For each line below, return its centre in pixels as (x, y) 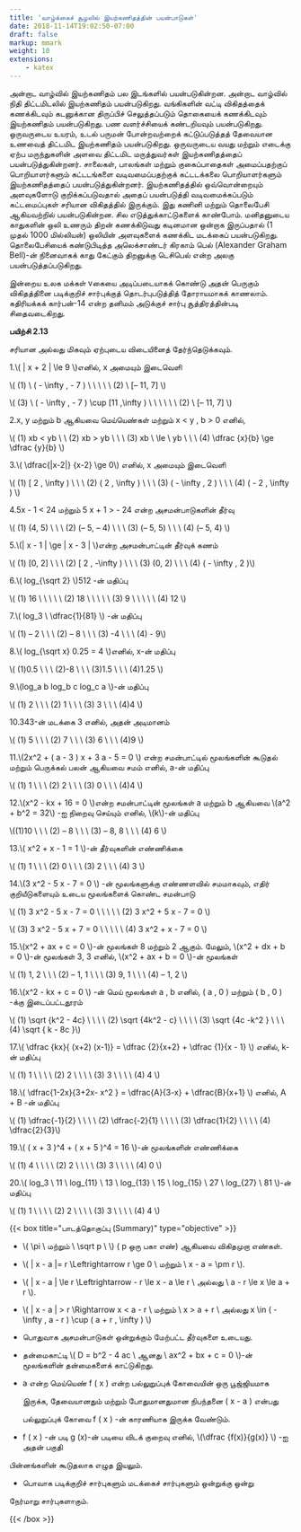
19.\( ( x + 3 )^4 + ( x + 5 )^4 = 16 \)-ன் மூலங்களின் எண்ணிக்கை (124, 1147)
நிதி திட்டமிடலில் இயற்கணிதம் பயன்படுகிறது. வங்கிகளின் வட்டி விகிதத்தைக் (137, 103)
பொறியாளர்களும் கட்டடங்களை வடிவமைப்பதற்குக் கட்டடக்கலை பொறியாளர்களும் (146, 174)
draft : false (34, 34)
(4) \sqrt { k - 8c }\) (45, 1029)
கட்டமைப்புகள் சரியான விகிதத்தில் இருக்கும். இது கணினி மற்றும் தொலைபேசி (139, 204)
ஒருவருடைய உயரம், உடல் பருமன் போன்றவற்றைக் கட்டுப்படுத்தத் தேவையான (141, 133)
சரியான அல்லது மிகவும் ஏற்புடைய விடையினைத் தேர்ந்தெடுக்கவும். (121, 349)
